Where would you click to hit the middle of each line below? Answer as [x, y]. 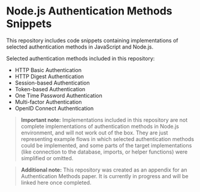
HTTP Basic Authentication [48, 70]
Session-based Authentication [52, 83]
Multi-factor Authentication [48, 102]
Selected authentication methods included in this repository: [81, 58]
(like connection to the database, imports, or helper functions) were [104, 152]
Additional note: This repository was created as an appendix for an [104, 170]
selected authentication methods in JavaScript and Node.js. [80, 47]
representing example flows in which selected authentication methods [107, 139]
